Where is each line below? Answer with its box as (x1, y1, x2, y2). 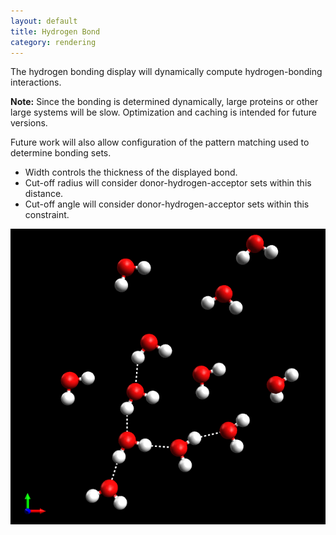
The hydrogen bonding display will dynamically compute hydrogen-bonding (10, 66, 323, 78)
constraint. (24, 209, 70, 221)
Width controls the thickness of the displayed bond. (24, 166, 238, 179)
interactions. (10, 76, 62, 89)
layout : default (10, 16, 78, 26)
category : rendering (10, 37, 97, 47)
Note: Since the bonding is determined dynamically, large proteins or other (10, 96, 319, 108)
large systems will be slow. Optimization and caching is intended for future (10, 106, 317, 119)
